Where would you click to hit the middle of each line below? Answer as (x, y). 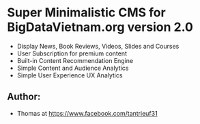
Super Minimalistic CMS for (86, 13)
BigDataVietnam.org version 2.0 (100, 27)
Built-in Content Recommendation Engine (75, 60)
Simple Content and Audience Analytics (73, 68)
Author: (24, 97)
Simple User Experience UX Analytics (70, 75)
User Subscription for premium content (72, 53)
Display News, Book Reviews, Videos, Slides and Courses (98, 46)
